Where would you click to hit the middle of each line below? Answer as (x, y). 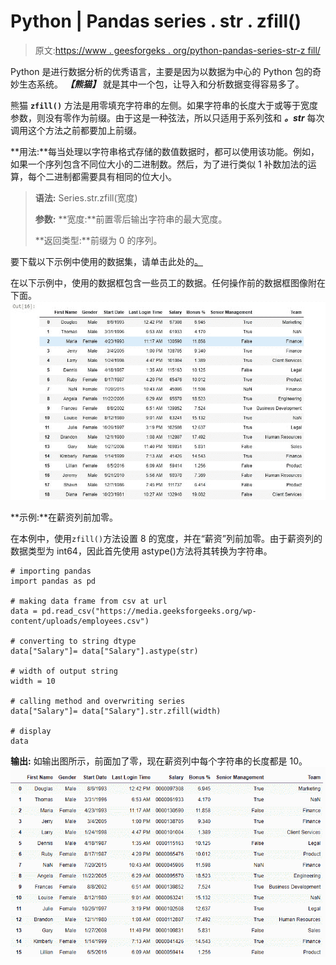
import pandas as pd (53, 581)
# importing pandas (51, 571)
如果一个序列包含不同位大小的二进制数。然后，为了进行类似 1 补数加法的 (159, 164)
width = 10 (33, 681)
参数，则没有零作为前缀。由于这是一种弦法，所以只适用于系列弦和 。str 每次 (167, 117)
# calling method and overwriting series (98, 701)
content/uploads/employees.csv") (80, 621)
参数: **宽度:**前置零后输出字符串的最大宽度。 (131, 219)
